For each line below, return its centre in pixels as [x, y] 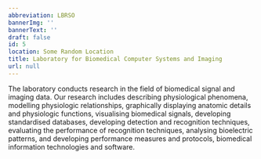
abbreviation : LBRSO [42, 15]
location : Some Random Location [61, 52]
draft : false [29, 37]
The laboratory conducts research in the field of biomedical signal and [121, 89]
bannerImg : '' [31, 23]
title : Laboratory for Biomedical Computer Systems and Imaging [115, 60]
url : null [24, 67]
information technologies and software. [72, 146]
